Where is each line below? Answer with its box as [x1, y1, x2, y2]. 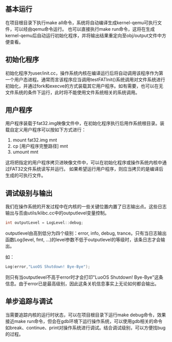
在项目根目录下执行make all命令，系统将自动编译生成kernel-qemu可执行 [5, 20, 158, 26]
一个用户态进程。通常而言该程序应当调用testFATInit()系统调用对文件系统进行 [5, 76, 165, 82]
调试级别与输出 [5, 189, 53, 197]
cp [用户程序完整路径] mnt [12, 143, 68, 149]
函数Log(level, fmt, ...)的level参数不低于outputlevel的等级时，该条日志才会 [5, 237, 161, 243]
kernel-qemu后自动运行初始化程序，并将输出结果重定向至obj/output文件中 [5, 32, 162, 39]
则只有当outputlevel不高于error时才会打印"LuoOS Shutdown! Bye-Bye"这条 [5, 274, 164, 280]
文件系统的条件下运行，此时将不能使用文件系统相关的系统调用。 [5, 89, 140, 95]
